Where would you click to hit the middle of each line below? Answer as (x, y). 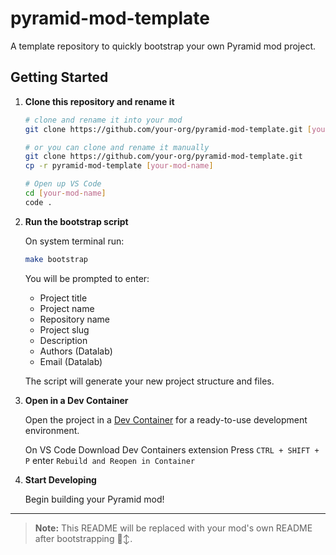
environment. (52, 430)
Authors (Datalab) (76, 351)
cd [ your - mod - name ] (65, 193)
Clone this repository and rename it (99, 101)
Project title (63, 298)
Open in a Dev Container (76, 400)
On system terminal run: (74, 241)
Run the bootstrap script (76, 221)
